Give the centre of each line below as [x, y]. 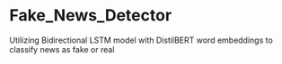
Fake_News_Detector [91, 16]
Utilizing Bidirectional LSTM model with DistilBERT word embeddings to [141, 40]
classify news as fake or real [62, 49]
